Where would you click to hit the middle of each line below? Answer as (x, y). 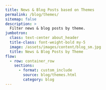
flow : (11, 56)
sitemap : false (21, 19)
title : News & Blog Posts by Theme (47, 51)
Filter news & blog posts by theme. (48, 28)
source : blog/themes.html (50, 75)
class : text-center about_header (44, 38)
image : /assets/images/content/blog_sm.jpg (55, 47)
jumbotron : (16, 33)
